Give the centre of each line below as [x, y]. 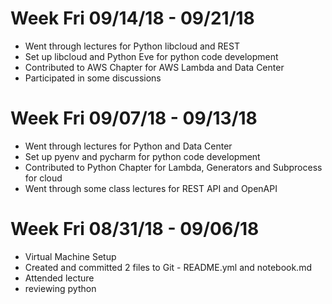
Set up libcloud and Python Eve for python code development [151, 56]
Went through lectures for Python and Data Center [128, 146]
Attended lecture [59, 278]
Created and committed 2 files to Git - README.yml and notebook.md [168, 267]
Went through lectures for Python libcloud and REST [132, 46]
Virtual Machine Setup [70, 256]
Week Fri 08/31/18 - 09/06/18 [135, 229]
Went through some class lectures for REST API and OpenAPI [151, 188]
